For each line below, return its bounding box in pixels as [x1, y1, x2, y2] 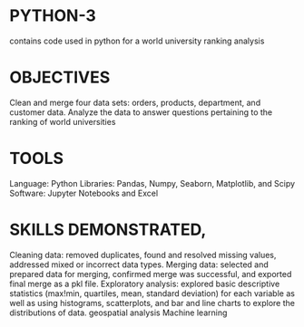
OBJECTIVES [9, 67, 111, 88]
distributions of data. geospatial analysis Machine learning [9, 307, 228, 318]
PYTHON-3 [9, 5, 97, 26]
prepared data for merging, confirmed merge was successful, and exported [9, 268, 292, 279]
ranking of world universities [9, 116, 116, 127]
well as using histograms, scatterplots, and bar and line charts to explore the [9, 297, 295, 308]
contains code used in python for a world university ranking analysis [9, 35, 265, 46]
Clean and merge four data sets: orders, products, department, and [9, 97, 261, 108]
